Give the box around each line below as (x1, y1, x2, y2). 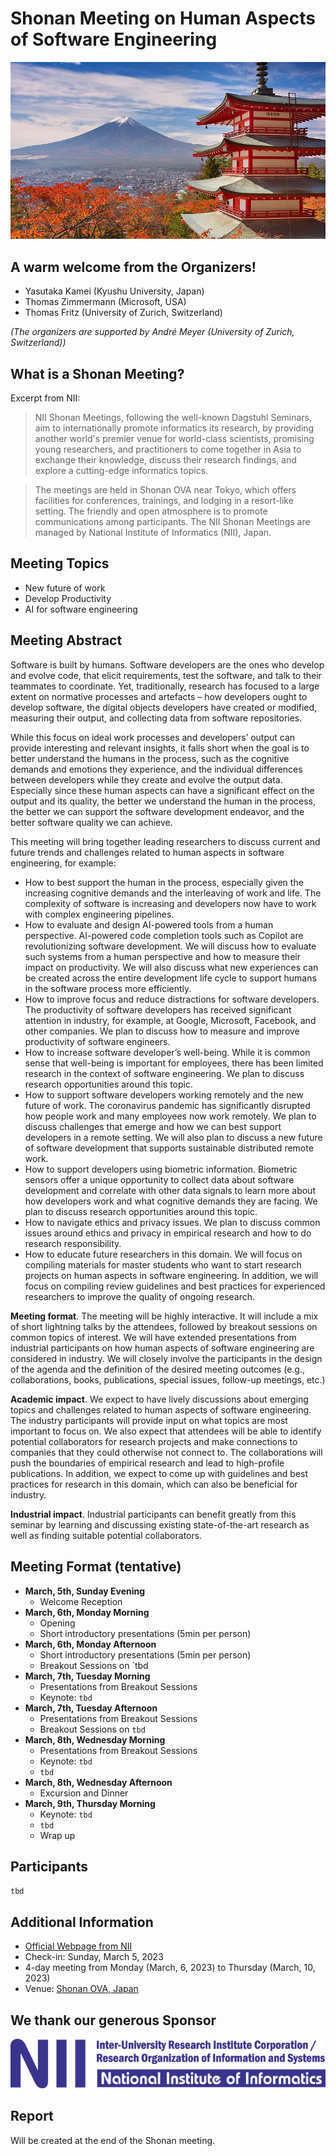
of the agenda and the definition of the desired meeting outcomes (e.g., (10, 1363, 305, 1375)
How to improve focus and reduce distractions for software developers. (24, 993, 320, 1005)
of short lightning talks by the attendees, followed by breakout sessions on (10, 1320, 318, 1332)
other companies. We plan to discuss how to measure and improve (24, 1025, 300, 1037)
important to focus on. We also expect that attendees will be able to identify (10, 1425, 322, 1437)
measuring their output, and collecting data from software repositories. (10, 712, 303, 724)
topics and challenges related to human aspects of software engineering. (10, 1403, 312, 1416)
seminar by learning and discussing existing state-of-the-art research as (10, 1518, 310, 1531)
